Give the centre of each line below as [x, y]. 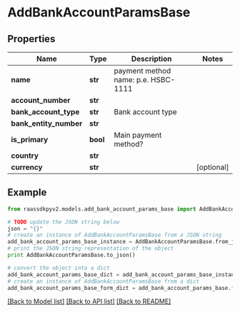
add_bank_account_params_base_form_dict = [71, 288]
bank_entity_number [47, 124]
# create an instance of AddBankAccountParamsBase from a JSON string [115, 235]
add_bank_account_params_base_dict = [64, 275]
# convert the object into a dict [59, 268]
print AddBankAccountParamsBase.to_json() [71, 255]
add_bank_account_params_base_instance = [70, 242]
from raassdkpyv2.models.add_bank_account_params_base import [102, 209]
